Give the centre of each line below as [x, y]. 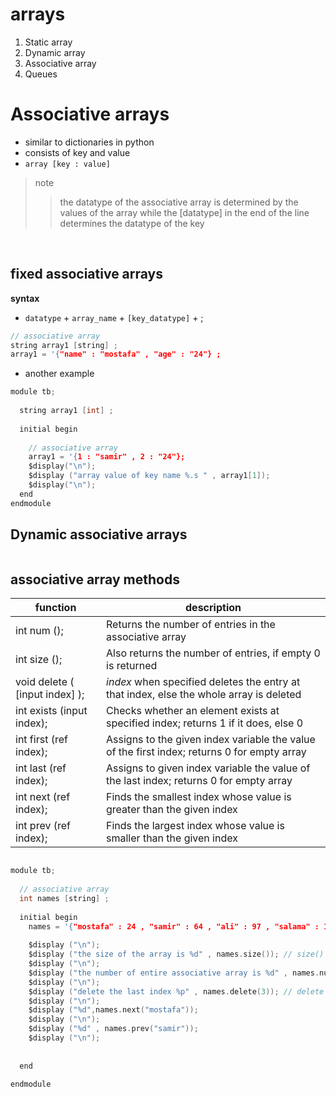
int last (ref [41, 768]
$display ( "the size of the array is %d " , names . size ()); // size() [176, 954]
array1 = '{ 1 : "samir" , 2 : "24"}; [107, 457]
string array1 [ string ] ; [64, 345]
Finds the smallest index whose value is [199, 797]
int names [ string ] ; [64, 898]
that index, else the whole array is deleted [204, 695]
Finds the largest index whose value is [195, 826]
